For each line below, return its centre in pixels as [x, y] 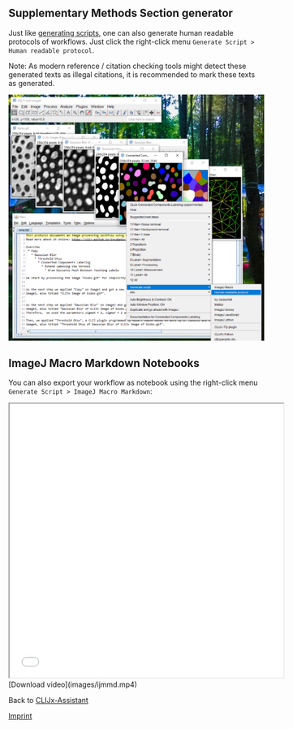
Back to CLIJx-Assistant [49, 701]
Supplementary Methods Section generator [121, 13]
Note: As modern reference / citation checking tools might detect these [127, 66]
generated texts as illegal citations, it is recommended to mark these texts [132, 74]
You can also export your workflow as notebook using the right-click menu [133, 383]
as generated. [32, 83]
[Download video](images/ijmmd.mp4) [73, 684]
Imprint [20, 716]
